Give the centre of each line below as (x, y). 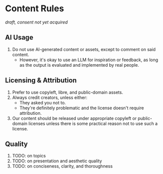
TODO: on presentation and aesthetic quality (57, 161)
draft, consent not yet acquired (36, 22)
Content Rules (35, 9)
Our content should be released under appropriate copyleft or (74, 118)
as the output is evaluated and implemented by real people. (79, 65)
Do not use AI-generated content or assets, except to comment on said (84, 49)
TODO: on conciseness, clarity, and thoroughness (62, 166)
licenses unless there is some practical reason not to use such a (93, 124)
